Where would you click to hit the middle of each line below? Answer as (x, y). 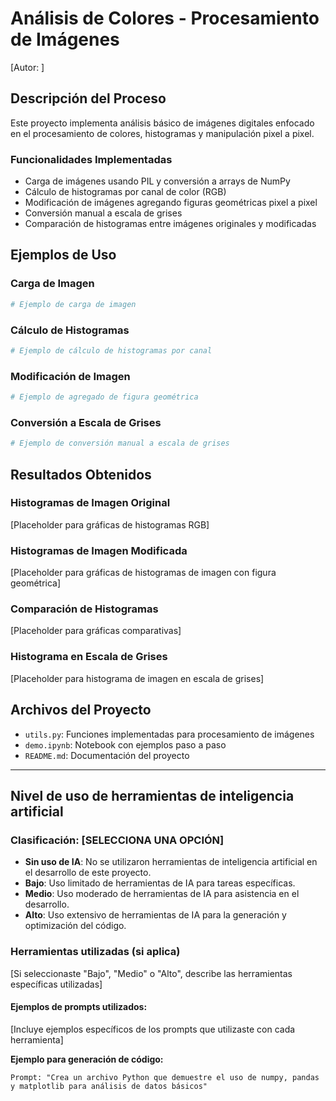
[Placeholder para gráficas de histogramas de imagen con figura (143, 573)
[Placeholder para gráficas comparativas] (96, 631)
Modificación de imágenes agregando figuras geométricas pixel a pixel (171, 203)
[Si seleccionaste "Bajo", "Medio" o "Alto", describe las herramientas (151, 973)
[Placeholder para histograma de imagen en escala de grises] (137, 678)
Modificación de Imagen (70, 376)
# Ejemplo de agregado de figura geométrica (104, 397)
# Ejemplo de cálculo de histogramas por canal (111, 350)
